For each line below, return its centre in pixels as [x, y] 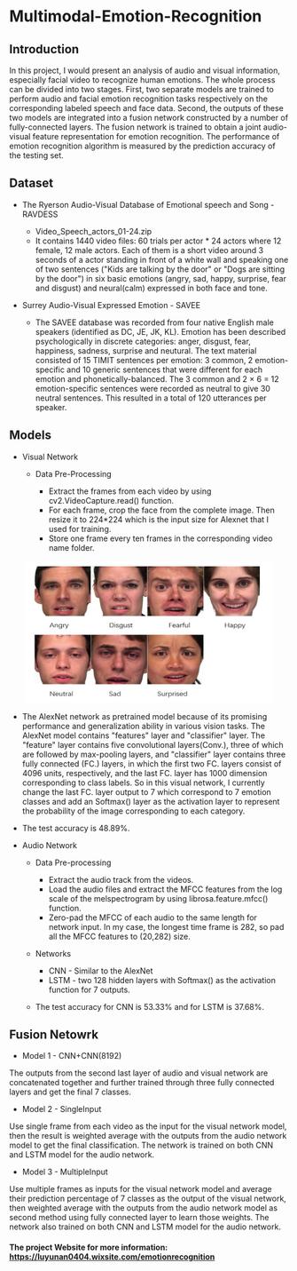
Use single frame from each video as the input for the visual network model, [148, 1126]
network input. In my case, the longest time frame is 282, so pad [166, 926]
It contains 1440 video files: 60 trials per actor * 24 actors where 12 [158, 241]
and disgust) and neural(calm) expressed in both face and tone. [151, 288]
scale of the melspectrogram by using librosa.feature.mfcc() [158, 898]
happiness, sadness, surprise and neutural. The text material [146, 350]
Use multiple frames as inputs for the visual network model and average [141, 1189]
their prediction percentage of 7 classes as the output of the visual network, [148, 1199]
